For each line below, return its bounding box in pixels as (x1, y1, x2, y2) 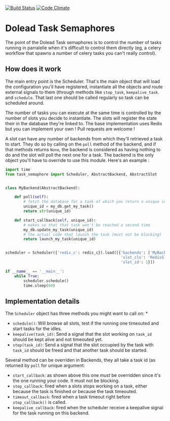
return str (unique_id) (23, 208, 71, 214)
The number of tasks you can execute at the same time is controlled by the (5, 110, 161, 116)
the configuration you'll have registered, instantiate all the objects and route (5, 84, 163, 90)
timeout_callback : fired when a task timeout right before (12, 394, 131, 400)
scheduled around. (5, 99, 45, 106)
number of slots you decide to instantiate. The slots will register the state (5, 115, 157, 121)
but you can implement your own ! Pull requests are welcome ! (5, 126, 135, 132)
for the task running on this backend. (12, 410, 90, 416)
